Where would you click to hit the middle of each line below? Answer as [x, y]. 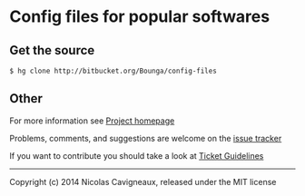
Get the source [52, 50]
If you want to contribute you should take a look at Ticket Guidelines [137, 155]
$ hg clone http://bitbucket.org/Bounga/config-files [113, 71]
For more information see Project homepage [92, 121]
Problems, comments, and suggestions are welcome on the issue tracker [146, 138]
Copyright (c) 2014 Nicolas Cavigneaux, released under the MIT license [143, 181]
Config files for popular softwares [140, 17]
